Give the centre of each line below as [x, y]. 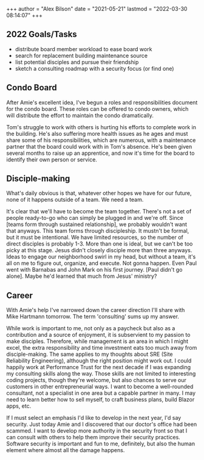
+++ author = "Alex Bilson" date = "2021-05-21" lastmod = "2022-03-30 [97, 9]
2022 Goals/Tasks [42, 34]
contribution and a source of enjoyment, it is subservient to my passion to [98, 335]
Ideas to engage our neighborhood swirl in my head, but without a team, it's [101, 257]
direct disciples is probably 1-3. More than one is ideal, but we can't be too [100, 244]
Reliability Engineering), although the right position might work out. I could [99, 361]
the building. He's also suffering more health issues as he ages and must [97, 133]
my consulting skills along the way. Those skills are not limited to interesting [101, 373]
